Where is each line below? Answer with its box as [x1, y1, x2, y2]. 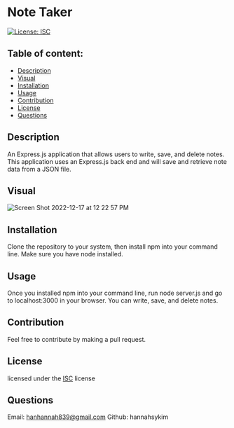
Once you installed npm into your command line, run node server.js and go [7, 289, 223, 297]
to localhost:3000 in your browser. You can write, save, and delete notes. [7, 296, 219, 305]
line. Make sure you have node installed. [7, 250, 124, 258]
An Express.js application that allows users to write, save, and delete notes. [7, 150, 225, 158]
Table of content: [7, 48, 84, 60]
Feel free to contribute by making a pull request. [7, 335, 146, 343]
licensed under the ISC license [7, 374, 96, 382]
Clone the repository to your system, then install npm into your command [7, 242, 219, 251]
